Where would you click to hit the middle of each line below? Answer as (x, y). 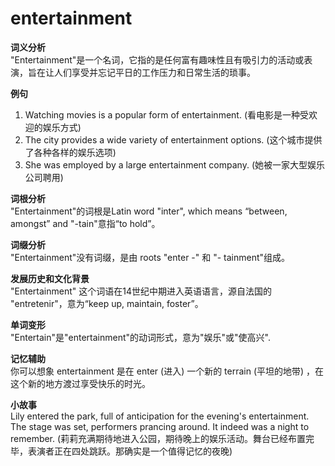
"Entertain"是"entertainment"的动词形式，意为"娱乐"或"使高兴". (140, 337)
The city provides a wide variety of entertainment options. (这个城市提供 (173, 139)
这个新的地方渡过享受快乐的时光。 (80, 383)
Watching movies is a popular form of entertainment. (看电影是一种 (162, 114)
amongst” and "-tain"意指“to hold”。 (85, 223)
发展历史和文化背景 (50, 278)
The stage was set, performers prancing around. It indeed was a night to (160, 426)
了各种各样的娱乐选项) (70, 152)
